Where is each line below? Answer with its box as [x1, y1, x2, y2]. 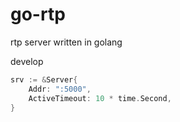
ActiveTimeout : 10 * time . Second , [28, 93, 172, 103]
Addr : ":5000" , [28, 84, 92, 94]
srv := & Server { [10, 74, 78, 85]
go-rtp [10, 3, 66, 26]
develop [10, 55, 44, 67]
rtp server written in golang [10, 36, 123, 48]
